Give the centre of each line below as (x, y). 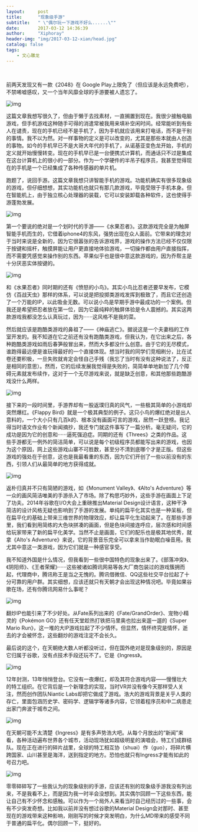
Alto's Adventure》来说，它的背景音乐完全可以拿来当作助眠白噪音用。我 (104, 539)
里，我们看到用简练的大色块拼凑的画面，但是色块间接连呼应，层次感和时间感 (99, 525)
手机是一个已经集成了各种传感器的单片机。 (68, 167)
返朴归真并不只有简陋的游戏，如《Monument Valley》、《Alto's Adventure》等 (99, 488)
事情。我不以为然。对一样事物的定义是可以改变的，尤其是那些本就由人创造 (101, 138)
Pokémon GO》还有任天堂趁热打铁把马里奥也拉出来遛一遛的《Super (104, 620)
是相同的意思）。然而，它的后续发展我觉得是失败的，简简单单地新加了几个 (95, 366)
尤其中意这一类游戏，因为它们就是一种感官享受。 (65, 547)
